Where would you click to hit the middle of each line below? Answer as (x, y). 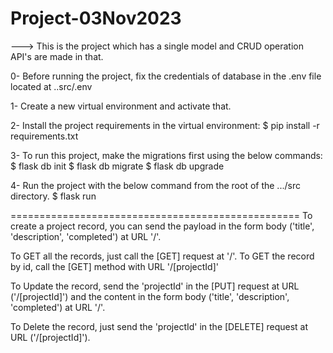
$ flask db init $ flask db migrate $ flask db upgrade (117, 166)
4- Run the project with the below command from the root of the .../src (155, 185)
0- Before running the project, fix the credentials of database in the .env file (166, 76)
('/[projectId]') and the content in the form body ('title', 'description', (150, 296)
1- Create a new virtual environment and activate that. (121, 106)
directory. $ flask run (53, 196)
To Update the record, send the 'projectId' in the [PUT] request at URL (155, 286)
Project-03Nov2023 (96, 18)
